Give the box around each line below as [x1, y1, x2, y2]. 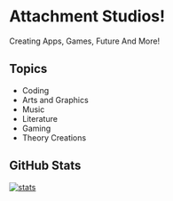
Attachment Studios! [9, 6, 166, 27]
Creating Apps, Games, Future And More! [9, 36, 161, 46]
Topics [9, 61, 48, 76]
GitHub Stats [9, 158, 82, 173]
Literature [21, 113, 58, 124]
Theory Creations [21, 132, 87, 143]
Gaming [21, 123, 51, 133]
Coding [21, 84, 50, 95]
